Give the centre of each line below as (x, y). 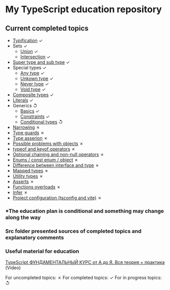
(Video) (13, 268)
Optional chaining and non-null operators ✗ (58, 154)
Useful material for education (42, 251)
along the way (23, 217)
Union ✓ (29, 51)
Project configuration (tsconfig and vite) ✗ (57, 198)
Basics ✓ (30, 111)
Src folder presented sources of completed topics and (73, 231)
